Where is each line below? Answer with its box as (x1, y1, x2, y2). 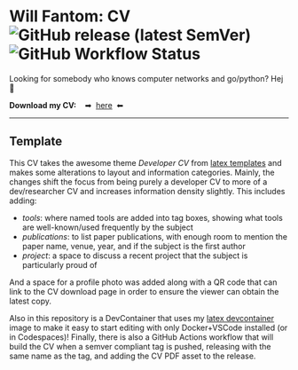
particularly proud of (21, 259, 98, 270)
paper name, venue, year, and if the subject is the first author (21, 240, 246, 251)
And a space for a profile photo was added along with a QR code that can (9, 277, 278, 287)
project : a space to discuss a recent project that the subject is (21, 250, 248, 261)
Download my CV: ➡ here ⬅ (9, 99, 124, 110)
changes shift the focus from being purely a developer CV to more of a (9, 176, 268, 187)
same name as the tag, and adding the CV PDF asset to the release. (9, 350, 256, 361)
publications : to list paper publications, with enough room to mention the (21, 231, 288, 241)
